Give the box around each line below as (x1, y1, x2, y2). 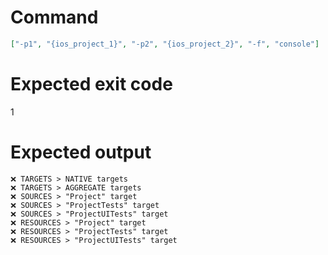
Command (10, 6, 99, 29)
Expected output (10, 141, 152, 163)
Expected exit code (10, 73, 173, 95)
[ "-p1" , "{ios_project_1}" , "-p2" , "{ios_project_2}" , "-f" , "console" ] (10, 39, 320, 49)
